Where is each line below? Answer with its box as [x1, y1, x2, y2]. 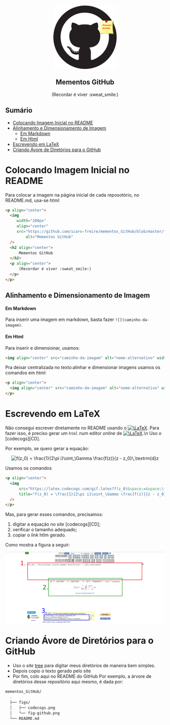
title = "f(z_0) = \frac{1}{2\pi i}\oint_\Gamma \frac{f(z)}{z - [18, 491, 155, 497]
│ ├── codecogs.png [10, 705, 56, 710]
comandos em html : [5, 370, 47, 376]
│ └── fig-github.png [10, 710, 60, 715]
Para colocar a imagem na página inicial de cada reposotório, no [5, 192, 140, 198]
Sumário [5, 106, 33, 115]
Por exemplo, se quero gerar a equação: [5, 446, 90, 452]
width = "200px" [16, 219, 47, 224]
